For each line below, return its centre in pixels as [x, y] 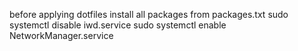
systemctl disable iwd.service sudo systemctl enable [118, 25]
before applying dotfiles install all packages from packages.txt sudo [149, 14]
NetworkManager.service [61, 35]
